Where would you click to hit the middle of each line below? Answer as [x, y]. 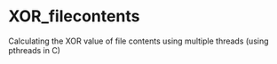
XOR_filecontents [74, 16]
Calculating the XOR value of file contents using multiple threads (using [138, 41]
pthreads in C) [35, 50]
